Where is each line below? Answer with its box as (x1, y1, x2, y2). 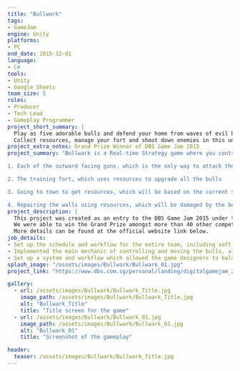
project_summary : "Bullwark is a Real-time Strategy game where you (7, 150, 216, 157)
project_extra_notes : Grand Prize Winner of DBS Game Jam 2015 (7, 143, 200, 151)
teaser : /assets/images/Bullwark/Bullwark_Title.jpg (14, 353, 174, 360)
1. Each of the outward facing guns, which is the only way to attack (7, 163, 222, 170)
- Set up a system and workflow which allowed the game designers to (7, 254, 219, 261)
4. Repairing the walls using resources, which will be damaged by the (7, 201, 225, 208)
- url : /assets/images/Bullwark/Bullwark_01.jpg (14, 313, 161, 321)
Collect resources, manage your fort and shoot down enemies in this (14, 136, 225, 143)
